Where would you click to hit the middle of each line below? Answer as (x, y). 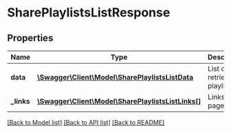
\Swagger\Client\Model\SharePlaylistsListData (115, 77)
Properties (30, 38)
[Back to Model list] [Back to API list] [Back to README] (86, 122)
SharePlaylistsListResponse (89, 13)
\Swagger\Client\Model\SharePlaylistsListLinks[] (119, 101)
